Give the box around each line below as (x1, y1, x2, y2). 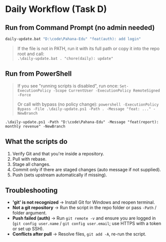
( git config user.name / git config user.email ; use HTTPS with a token (12, 221, 162, 227)
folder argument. (12, 210, 47, 216)
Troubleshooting (5, 186, 58, 195)
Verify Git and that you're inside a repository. (12, 150, 104, 156)
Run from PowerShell (5, 70, 72, 78)
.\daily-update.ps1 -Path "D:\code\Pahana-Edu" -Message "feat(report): (5, 120, 159, 124)
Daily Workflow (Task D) (5, 3, 107, 15)
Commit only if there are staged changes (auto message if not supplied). (12, 166, 162, 172)
